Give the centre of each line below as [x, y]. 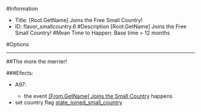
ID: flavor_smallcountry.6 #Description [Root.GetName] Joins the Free [100, 27]
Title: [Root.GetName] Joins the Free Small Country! [79, 20]
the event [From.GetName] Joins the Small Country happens [98, 96]
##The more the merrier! [37, 61]
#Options [18, 44]
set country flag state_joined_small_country [68, 102]
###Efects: [20, 73]
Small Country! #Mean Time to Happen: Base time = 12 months [92, 33]
